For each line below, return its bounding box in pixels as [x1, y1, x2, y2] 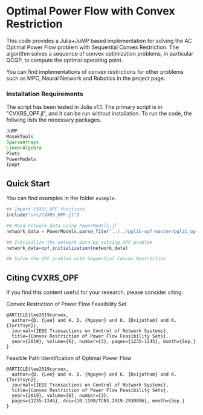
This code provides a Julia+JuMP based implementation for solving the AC [6, 37, 192, 44]
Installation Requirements [6, 90, 83, 98]
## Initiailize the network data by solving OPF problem [6, 239, 153, 246]
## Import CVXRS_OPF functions [6, 206, 85, 212]
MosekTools [6, 134, 34, 140]
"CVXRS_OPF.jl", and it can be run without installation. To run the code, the [6, 110, 192, 117]
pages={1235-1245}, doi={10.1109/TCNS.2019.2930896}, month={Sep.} [11, 398, 185, 404]
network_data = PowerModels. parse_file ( [6, 228, 110, 234]
